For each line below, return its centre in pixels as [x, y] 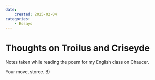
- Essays [23, 24]
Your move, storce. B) [28, 72]
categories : [18, 19]
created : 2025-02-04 [36, 14]
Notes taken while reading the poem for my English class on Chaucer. [77, 62]
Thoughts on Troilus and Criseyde [77, 48]
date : [11, 10]
